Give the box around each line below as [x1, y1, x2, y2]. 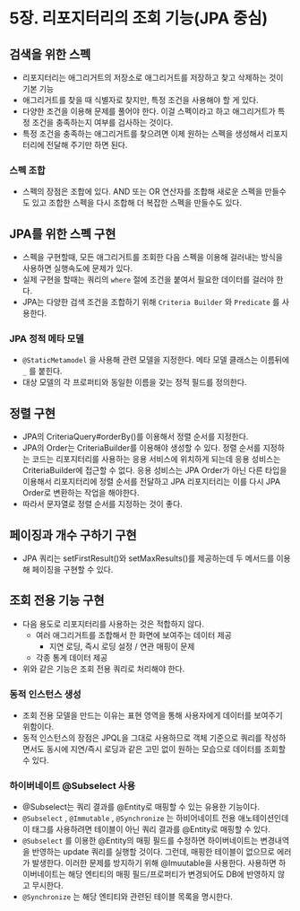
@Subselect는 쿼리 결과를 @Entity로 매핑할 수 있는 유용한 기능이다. [21, 802, 260, 812]
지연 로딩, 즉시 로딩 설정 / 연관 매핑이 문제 [48, 641, 195, 652]
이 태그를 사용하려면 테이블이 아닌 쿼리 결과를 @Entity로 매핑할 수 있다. [21, 824, 270, 835]
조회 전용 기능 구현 [9, 593, 105, 609]
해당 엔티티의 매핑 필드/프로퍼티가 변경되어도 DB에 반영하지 [68, 869, 276, 880]
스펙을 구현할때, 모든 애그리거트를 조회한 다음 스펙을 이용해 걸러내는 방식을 [21, 252, 284, 263]
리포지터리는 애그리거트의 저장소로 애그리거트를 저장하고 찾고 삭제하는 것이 [21, 73, 284, 83]
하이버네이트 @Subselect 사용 [9, 780, 136, 793]
